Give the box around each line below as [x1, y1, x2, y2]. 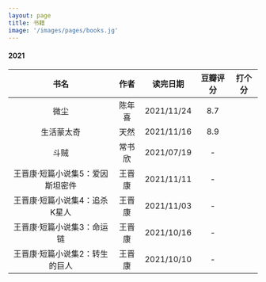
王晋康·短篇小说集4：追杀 [13, 195, 108, 206]
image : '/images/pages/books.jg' [8, 26, 119, 34]
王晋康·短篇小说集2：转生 [13, 248, 108, 259]
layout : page [8, 11, 51, 20]
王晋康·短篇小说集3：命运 [13, 221, 108, 232]
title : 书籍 [8, 19, 45, 27]
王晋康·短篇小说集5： [13, 168, 93, 179]
